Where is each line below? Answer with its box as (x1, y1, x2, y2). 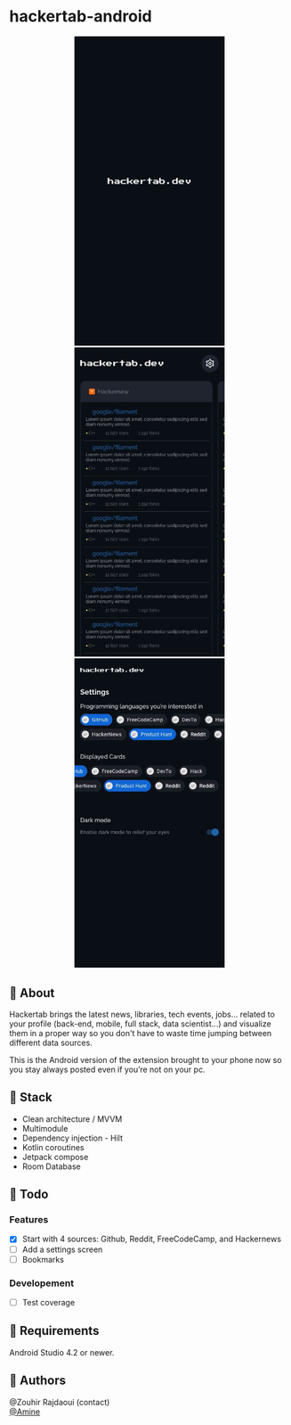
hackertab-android (9, 6, 153, 27)
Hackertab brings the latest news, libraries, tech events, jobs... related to (9, 1009, 276, 1019)
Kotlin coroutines (21, 1141, 85, 1152)
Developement (9, 1277, 74, 1289)
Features (9, 1214, 49, 1226)
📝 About (9, 985, 55, 1001)
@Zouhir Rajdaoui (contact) (9, 1396, 110, 1407)
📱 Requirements (9, 1323, 100, 1339)
